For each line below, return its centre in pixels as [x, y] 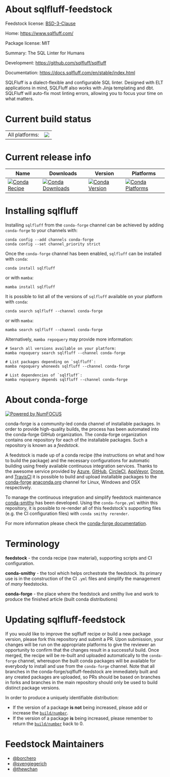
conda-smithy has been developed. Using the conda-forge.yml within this [82, 503]
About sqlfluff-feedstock [59, 9]
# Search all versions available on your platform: [61, 348]
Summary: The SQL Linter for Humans [45, 53]
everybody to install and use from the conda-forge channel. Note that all [80, 666]
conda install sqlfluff [30, 268]
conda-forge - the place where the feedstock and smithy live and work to [82, 594]
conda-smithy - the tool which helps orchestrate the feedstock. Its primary [84, 573]
